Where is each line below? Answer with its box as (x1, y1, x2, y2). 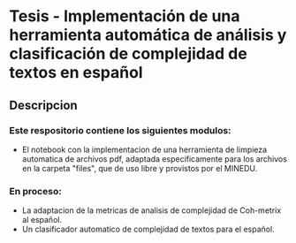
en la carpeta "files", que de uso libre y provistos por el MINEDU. (21, 163, 258, 173)
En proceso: (9, 185, 62, 197)
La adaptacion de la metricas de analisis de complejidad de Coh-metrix (21, 205, 282, 216)
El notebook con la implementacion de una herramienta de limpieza (21, 144, 268, 155)
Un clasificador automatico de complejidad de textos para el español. (21, 224, 276, 235)
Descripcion (9, 97, 78, 112)
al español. (21, 215, 63, 225)
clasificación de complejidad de (9, 44, 247, 64)
